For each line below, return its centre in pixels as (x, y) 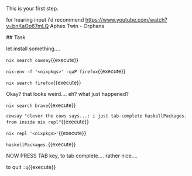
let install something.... (33, 49)
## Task (16, 37)
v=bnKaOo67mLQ (28, 26)
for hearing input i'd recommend (45, 20)
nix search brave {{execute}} (41, 105)
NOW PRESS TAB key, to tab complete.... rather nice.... (72, 156)
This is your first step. (32, 8)
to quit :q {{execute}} (31, 167)
